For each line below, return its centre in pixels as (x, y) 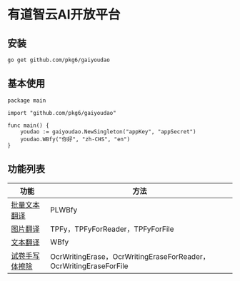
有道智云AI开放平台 (64, 15)
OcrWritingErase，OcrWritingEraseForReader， (130, 256)
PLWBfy (64, 210)
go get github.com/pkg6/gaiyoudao (59, 60)
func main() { (29, 126)
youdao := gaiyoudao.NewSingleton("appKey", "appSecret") (108, 132)
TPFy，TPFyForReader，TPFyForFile (112, 229)
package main (27, 101)
